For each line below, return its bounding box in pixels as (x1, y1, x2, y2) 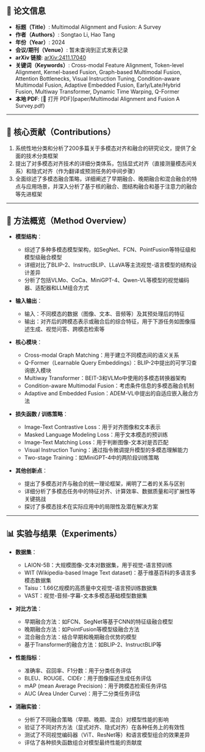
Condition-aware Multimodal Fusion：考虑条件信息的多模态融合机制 (24, 382, 195, 390)
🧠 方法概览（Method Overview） (6, 216, 131, 226)
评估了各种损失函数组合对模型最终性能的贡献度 (24, 739, 142, 746)
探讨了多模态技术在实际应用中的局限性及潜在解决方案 (24, 503, 159, 510)
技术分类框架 (26, 152, 59, 159)
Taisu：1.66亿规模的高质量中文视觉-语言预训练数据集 (24, 584, 157, 592)
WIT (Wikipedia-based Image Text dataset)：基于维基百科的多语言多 (24, 569, 197, 576)
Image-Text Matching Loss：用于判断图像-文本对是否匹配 (24, 439, 169, 446)
